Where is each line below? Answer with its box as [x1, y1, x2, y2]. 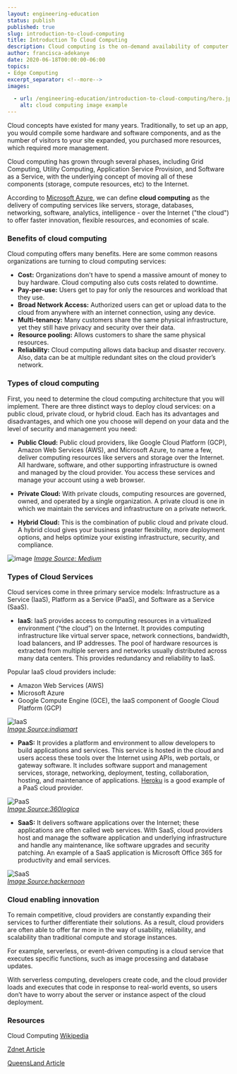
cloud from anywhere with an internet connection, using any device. [17, 308, 216, 317]
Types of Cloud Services [7, 572, 94, 581]
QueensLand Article [7, 1059, 66, 1068]
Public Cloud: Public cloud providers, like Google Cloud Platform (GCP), [17, 438, 227, 447]
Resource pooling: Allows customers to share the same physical [17, 331, 206, 339]
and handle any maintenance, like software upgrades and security [17, 840, 210, 849]
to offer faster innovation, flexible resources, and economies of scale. [7, 216, 209, 224]
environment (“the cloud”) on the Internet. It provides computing [17, 624, 205, 632]
